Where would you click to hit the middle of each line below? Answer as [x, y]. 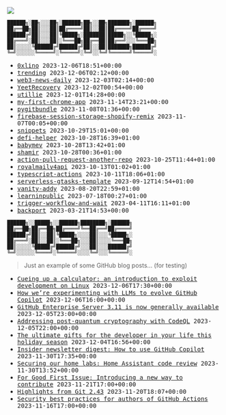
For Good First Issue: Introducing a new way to [100, 378]
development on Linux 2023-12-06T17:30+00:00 [95, 285]
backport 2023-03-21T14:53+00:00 [73, 210]
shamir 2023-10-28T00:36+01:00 [69, 152]
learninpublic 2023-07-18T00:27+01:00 [82, 196]
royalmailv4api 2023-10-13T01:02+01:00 [84, 167]
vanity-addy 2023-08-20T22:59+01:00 [78, 188]
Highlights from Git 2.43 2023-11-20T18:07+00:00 [101, 391]
